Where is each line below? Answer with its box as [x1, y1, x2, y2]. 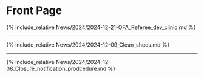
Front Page [6, 4, 63, 18]
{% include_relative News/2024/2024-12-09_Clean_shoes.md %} [6, 41, 170, 48]
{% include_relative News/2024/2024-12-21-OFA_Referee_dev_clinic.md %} [6, 24, 196, 31]
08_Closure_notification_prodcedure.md [6, 65, 107, 72]
